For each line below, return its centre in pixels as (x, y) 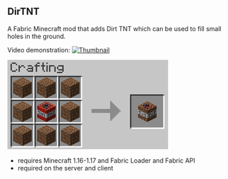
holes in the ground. (36, 36)
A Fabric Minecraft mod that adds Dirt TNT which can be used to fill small (114, 28)
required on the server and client (65, 168)
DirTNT (24, 12)
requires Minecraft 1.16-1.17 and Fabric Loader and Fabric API (107, 160)
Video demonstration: (39, 50)
